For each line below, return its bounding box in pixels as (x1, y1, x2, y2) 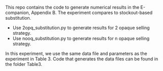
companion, (5, 10, 30, 16)
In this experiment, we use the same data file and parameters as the (5, 50, 147, 56)
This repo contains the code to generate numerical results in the (5, 5, 140, 10)
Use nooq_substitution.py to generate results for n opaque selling (12, 35, 150, 41)
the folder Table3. (5, 61, 42, 67)
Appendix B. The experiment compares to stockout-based (31, 10, 153, 16)
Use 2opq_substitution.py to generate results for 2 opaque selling (12, 25, 150, 31)
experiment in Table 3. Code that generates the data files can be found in (5, 56, 158, 62)
